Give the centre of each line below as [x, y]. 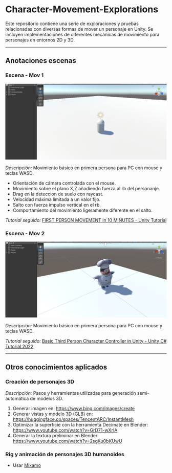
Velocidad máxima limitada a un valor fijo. [57, 199]
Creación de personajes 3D [40, 382]
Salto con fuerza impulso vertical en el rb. [57, 205]
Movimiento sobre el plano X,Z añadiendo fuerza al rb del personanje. [86, 188]
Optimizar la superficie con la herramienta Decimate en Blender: [80, 424]
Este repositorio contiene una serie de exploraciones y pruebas [72, 24]
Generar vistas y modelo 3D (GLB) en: [53, 414]
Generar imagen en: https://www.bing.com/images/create [74, 408]
